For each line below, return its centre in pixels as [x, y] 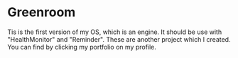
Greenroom [42, 12]
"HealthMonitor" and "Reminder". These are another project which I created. [119, 39]
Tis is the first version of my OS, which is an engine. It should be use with [115, 32]
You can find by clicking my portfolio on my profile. [82, 47]
